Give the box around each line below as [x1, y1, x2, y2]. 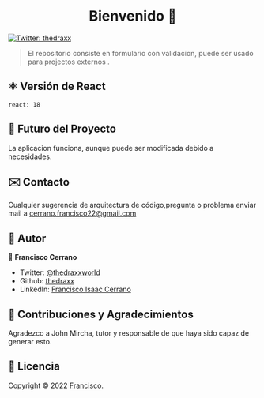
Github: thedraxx [19, 276, 75, 286]
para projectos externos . [27, 57, 111, 66]
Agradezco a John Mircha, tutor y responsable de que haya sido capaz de [8, 329, 250, 338]
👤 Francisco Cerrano [8, 253, 77, 262]
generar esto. [8, 337, 52, 346]
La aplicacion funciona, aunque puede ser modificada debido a [8, 143, 214, 152]
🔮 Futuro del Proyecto [8, 122, 117, 136]
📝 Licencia [8, 359, 61, 374]
